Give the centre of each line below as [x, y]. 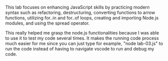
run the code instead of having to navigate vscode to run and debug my [80, 49]
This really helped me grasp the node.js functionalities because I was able [82, 33]
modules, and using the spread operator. [47, 23]
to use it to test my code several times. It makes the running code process [82, 38]
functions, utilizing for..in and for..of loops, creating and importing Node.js [82, 18]
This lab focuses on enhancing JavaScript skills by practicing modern [77, 7]
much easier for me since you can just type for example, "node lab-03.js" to [84, 43]
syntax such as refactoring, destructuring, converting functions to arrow [80, 12]
